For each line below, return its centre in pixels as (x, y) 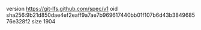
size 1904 (44, 21)
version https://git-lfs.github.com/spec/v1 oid (62, 9)
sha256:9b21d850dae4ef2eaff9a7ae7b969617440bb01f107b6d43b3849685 (101, 15)
